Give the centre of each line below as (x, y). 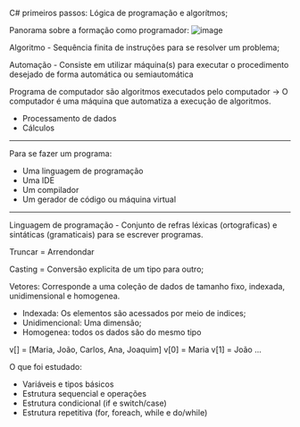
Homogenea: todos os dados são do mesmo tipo (112, 332)
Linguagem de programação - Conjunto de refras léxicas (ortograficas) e (143, 225)
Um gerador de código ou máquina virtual (99, 199)
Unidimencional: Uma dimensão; (82, 322)
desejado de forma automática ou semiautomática (101, 74)
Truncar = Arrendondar (52, 252)
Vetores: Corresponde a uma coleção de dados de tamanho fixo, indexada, (147, 286)
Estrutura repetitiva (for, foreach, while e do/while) (115, 413)
